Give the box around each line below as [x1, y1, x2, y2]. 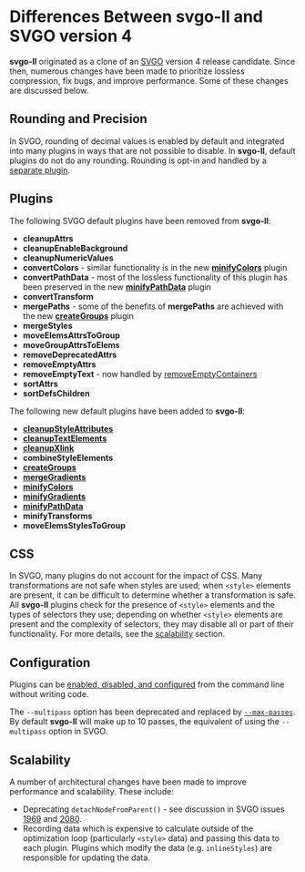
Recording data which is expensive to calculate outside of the [22, 823, 254, 834]
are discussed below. [9, 85, 89, 96]
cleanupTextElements [22, 433, 107, 444]
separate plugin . [9, 164, 71, 175]
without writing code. [9, 689, 89, 700]
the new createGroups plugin [22, 310, 135, 321]
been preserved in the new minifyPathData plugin [22, 281, 212, 292]
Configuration [9, 654, 91, 671]
